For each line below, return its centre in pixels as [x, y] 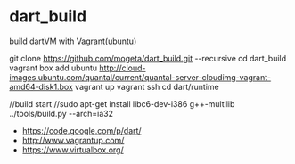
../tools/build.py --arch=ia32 [61, 113]
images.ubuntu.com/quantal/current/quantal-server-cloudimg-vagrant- [140, 77]
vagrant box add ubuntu [53, 68]
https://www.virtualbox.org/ [73, 150]
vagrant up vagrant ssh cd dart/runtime [147, 86]
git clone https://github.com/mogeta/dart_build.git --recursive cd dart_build [148, 58]
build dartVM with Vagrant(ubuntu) [73, 41]
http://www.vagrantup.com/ [73, 140]
